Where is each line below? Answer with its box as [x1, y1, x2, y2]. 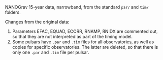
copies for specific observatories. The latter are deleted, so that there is [12, 44, 159, 50]
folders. [5, 9, 21, 15]
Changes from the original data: [5, 19, 70, 25]
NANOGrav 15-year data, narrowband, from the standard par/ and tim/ [5, 4, 149, 10]
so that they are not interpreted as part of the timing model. [12, 34, 133, 39]
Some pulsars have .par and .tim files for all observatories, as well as [12, 39, 154, 45]
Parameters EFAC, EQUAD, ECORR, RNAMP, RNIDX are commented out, [12, 29, 158, 34]
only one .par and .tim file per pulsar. [12, 49, 90, 55]
